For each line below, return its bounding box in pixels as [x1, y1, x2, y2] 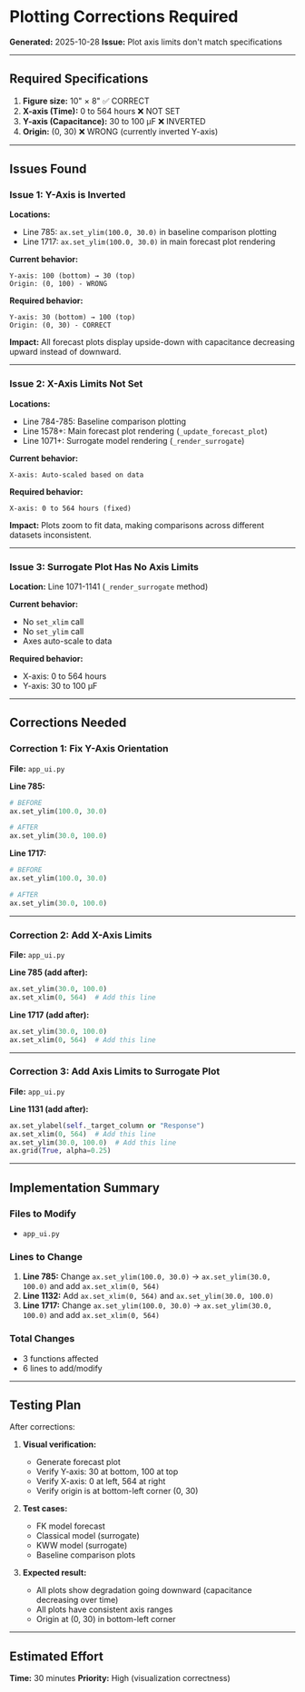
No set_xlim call [22, 616, 84, 627]
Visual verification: [22, 1439, 97, 1450]
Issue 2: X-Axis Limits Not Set [9, 378, 143, 390]
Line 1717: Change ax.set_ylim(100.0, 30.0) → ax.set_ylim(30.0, [22, 1300, 272, 1311]
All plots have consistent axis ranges [35, 1604, 173, 1615]
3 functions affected [22, 1353, 99, 1363]
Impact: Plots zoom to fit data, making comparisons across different [9, 519, 265, 530]
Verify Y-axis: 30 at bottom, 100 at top [35, 1466, 179, 1477]
